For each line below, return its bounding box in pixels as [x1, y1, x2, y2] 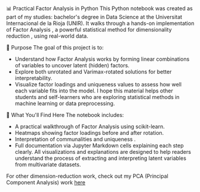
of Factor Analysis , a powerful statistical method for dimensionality [6, 26, 172, 33]
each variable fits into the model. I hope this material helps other [14, 87, 173, 94]
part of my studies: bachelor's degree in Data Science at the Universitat [6, 14, 183, 20]
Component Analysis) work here [6, 179, 85, 186]
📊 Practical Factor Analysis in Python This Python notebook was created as [6, 5, 193, 12]
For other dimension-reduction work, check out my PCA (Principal [6, 172, 168, 179]
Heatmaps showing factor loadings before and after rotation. [14, 129, 164, 136]
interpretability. [14, 75, 53, 82]
